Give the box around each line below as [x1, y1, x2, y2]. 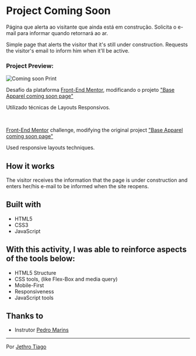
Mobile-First [14, 282, 44, 289]
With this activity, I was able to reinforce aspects [6, 244, 187, 255]
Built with [6, 200, 41, 210]
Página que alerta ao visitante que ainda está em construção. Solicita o [6, 23, 177, 30]
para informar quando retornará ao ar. [17, 29, 108, 36]
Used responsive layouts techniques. [6, 144, 95, 151]
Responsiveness [14, 288, 54, 295]
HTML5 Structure [14, 269, 57, 276]
